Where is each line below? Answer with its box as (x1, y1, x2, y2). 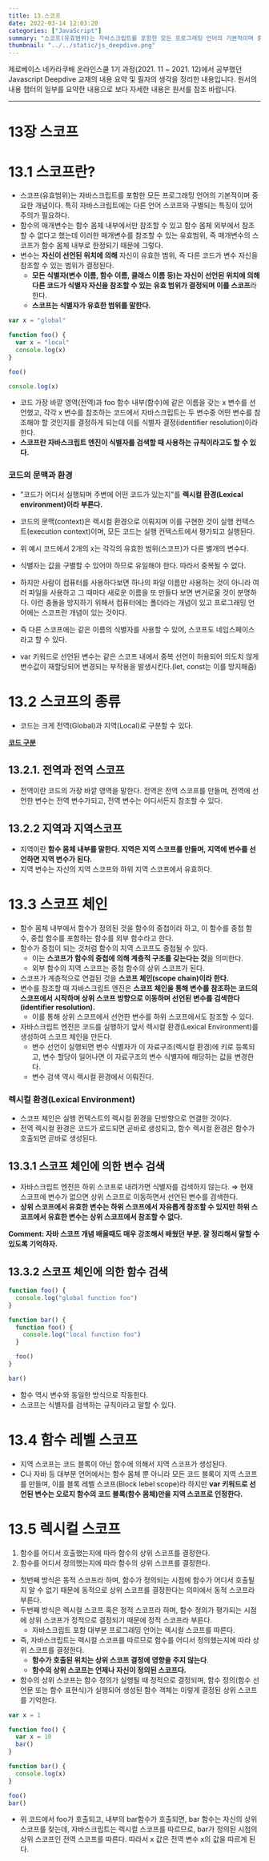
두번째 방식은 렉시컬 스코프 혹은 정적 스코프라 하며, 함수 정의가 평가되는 (19, 1605, 243, 1614)
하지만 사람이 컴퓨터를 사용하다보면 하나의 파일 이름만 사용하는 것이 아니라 (19, 577, 251, 587)
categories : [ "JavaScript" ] (8, 26, 102, 34)
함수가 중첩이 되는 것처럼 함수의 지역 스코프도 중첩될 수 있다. (19, 944, 208, 953)
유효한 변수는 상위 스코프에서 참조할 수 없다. (47, 1212, 183, 1221)
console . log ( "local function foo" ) (22, 1330, 142, 1339)
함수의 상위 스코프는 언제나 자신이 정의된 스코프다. (31, 1665, 187, 1674)
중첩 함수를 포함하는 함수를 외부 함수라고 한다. (30, 933, 174, 943)
